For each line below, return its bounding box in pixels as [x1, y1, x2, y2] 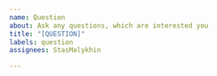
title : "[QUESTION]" [9, 29, 86, 38]
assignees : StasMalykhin [9, 46, 101, 55]
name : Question [9, 12, 66, 22]
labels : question [9, 37, 74, 47]
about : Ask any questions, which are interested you [9, 21, 209, 30]
